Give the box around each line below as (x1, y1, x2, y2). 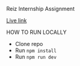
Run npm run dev (15, 53, 57, 60)
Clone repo (15, 41, 44, 47)
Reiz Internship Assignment (6, 5, 75, 12)
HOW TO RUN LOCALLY (6, 28, 67, 36)
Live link (6, 17, 27, 24)
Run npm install (15, 47, 57, 54)
